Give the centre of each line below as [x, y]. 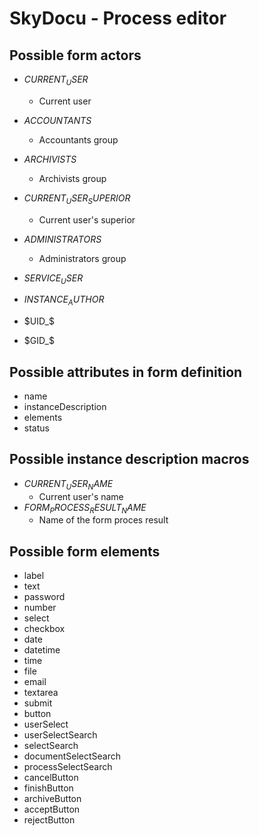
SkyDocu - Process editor [118, 18]
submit [38, 703]
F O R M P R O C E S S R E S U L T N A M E [85, 508]
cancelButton [51, 778]
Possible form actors [75, 55]
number [40, 608]
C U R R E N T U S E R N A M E [68, 484]
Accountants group [78, 139]
